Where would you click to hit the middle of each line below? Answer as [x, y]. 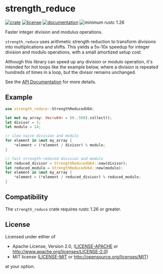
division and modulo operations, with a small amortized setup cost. [74, 52]
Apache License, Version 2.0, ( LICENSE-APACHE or [65, 246]
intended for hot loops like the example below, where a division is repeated [82, 67]
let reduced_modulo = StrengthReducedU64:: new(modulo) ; [64, 168]
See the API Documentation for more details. [51, 82]
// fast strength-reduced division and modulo [54, 159]
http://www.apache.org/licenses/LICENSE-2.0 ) [60, 251]
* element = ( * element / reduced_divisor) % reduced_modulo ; [78, 177]
